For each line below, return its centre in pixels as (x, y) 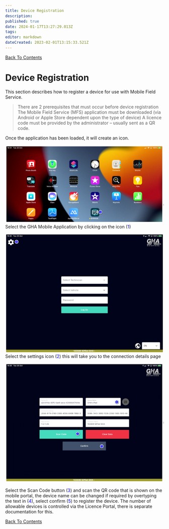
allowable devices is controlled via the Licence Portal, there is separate (79, 506)
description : (19, 16)
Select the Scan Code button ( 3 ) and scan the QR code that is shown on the (84, 490)
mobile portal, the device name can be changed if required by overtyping (81, 495)
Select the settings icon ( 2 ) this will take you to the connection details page (83, 356)
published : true (22, 21)
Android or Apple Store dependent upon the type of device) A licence (90, 117)
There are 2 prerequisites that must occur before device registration (88, 107)
